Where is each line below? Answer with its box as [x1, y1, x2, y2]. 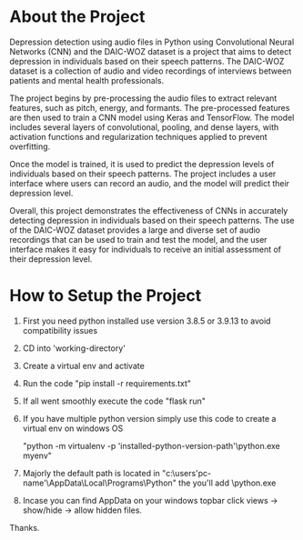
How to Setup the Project [9, 285, 202, 306]
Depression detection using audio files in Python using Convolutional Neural [9, 36, 295, 47]
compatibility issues [22, 325, 98, 335]
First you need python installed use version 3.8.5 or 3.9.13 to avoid [22, 315, 271, 326]
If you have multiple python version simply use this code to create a [22, 413, 277, 424]
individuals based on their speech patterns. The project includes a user [9, 168, 277, 179]
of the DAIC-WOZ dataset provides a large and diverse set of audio [9, 225, 261, 235]
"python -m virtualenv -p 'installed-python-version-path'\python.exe [22, 440, 280, 451]
